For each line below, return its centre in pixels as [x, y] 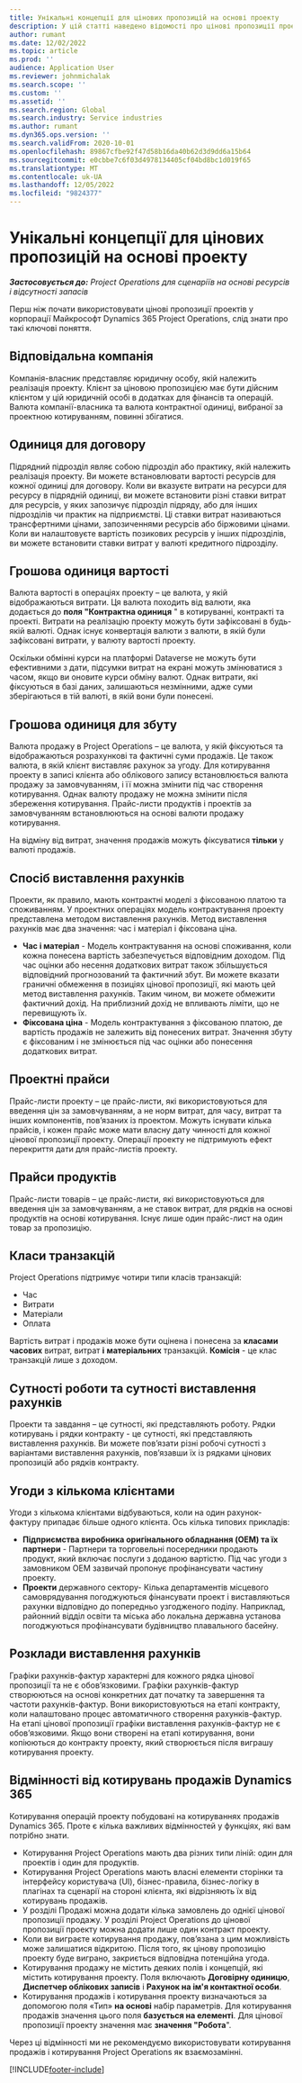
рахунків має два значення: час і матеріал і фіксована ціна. [124, 929]
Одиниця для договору [78, 445]
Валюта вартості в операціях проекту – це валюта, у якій [118, 593]
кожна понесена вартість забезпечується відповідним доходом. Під [154, 956]
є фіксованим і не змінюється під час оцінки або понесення [138, 1041]
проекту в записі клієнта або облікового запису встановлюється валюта [149, 775]
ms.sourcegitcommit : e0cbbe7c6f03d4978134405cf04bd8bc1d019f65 [130, 160]
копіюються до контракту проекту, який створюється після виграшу [142, 1742]
